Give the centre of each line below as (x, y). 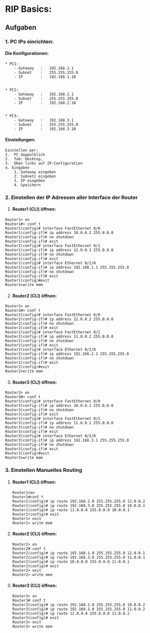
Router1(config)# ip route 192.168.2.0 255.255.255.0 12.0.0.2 (79, 501)
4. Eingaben (17, 168)
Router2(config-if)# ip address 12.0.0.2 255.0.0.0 (59, 319)
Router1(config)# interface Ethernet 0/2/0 (51, 263)
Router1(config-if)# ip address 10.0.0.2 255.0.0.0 (59, 233)
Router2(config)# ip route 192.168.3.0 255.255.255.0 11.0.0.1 (79, 557)
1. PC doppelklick (25, 155)
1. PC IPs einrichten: (30, 42)
